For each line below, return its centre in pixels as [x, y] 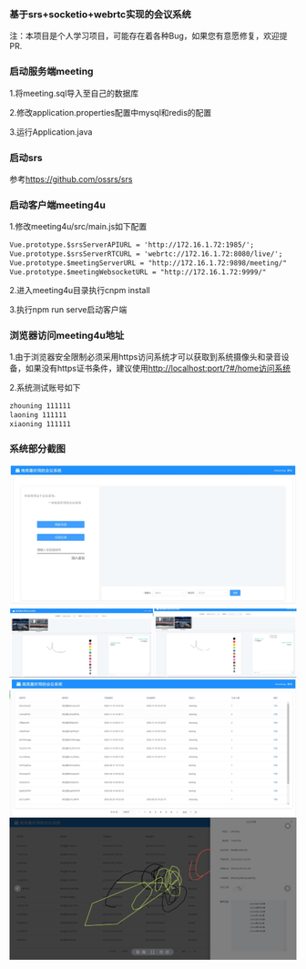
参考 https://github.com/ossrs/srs [71, 178]
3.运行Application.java [51, 132]
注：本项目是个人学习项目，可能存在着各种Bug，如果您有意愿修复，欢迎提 [149, 36]
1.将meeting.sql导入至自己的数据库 [74, 93]
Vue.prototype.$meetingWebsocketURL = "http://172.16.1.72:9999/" [138, 272]
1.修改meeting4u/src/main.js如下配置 [78, 227]
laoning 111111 [38, 415]
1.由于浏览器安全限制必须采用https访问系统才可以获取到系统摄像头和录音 [146, 357]
